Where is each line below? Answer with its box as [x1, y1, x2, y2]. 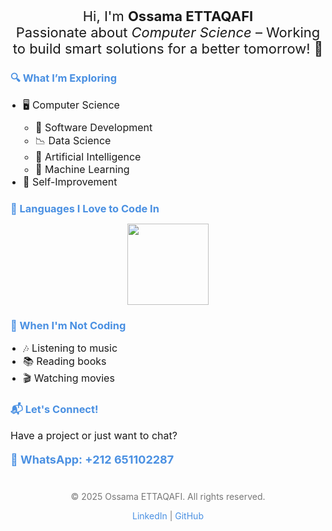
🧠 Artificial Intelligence [35, 149, 142, 163]
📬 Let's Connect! [10, 402, 99, 416]
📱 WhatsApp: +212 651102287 [10, 452, 175, 467]
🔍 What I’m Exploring [10, 71, 118, 85]
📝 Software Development [35, 120, 153, 134]
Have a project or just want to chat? [10, 428, 178, 442]
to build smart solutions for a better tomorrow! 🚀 [12, 40, 324, 57]
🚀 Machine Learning [35, 162, 130, 176]
